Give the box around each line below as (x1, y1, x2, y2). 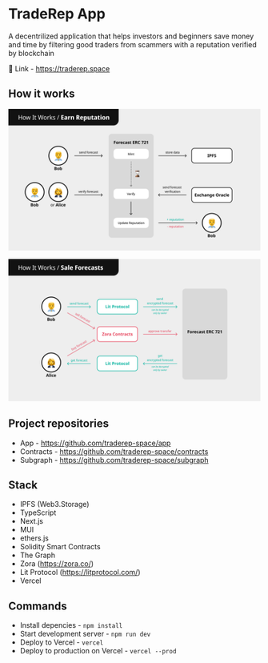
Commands (8, 599, 68, 613)
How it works (8, 87, 75, 101)
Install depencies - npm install (19, 621, 123, 630)
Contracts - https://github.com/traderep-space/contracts (19, 446, 209, 456)
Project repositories (8, 417, 110, 431)
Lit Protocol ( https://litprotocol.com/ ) (19, 568, 142, 577)
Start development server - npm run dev (19, 629, 151, 639)
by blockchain (8, 48, 54, 58)
